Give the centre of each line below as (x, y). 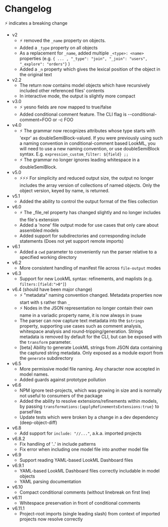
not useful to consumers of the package (61, 396)
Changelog (28, 9)
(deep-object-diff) (38, 423)
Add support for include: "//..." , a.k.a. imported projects (80, 433)
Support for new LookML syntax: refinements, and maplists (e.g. (86, 279)
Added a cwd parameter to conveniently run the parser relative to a (88, 252)
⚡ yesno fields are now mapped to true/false (65, 107)
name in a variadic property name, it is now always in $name (81, 315)
